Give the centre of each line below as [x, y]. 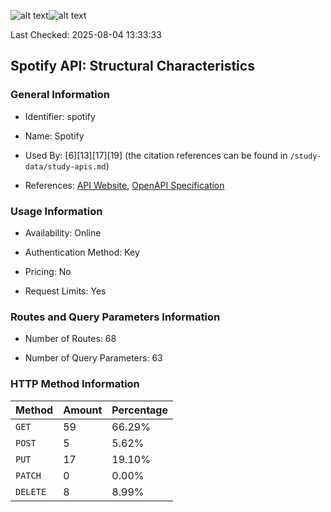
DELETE [31, 491]
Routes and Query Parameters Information [115, 317]
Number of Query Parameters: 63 [93, 358]
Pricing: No [48, 271]
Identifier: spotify [60, 116]
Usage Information [56, 211]
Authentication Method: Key [82, 252]
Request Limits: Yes [65, 291]
